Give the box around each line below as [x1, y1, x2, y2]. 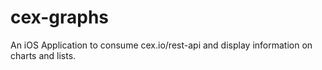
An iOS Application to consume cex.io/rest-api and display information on [10, 39, 313, 51]
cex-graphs [10, 6, 110, 29]
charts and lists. [10, 49, 77, 61]
